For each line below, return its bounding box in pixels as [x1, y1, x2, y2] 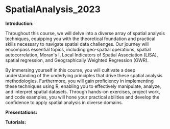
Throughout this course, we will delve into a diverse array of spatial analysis [5, 30, 165, 36]
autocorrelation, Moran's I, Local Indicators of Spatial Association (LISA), [5, 52, 158, 58]
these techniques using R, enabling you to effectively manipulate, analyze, [5, 83, 161, 89]
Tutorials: [5, 119, 27, 125]
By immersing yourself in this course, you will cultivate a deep [5, 67, 136, 73]
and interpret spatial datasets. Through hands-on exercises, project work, [5, 88, 160, 94]
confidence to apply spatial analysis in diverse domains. [5, 99, 124, 105]
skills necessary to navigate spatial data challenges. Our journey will [5, 41, 149, 47]
